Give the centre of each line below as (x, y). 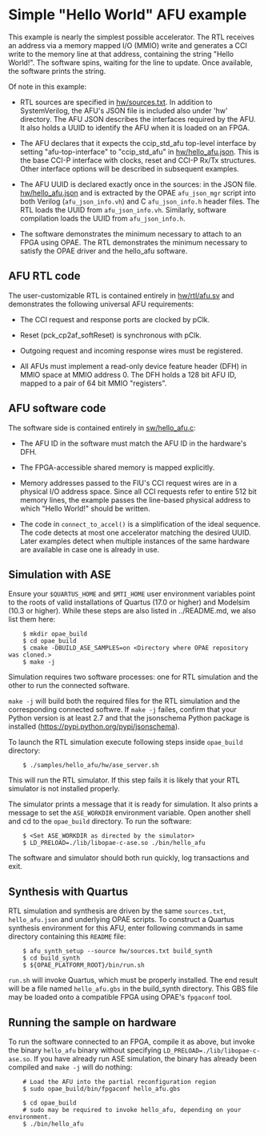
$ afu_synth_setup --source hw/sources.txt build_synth (118, 952)
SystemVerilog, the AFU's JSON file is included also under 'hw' (124, 111)
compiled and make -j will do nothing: (70, 1067)
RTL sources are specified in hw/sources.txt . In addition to (116, 102)
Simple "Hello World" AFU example (128, 15)
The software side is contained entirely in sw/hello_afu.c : (102, 427)
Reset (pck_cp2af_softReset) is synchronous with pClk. (110, 335)
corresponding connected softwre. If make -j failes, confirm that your (123, 709)
